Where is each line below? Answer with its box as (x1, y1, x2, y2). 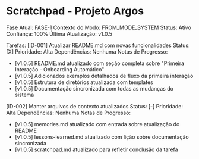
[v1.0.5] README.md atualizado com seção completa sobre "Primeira (14, 60, 185, 67)
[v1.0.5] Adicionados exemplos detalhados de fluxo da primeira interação (14, 72, 194, 79)
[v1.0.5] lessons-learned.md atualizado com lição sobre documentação (14, 133, 189, 141)
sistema (14, 91, 34, 98)
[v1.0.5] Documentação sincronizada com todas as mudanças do (14, 85, 174, 92)
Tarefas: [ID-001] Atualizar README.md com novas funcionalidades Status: (6, 42, 190, 49)
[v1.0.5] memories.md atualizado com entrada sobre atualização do (14, 120, 180, 127)
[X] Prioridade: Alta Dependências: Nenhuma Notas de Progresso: (6, 48, 168, 55)
